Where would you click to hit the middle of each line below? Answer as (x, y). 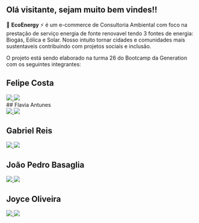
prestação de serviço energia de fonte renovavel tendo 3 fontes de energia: (100, 33)
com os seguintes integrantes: (44, 64)
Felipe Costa (30, 83)
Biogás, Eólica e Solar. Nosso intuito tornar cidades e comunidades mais (96, 40)
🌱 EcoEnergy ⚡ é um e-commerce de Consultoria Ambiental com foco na (97, 25)
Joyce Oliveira (34, 199)
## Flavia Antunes (29, 105)
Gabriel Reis (29, 131)
